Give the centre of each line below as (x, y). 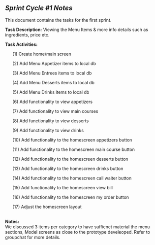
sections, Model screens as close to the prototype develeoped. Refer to (77, 232)
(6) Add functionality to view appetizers (52, 102)
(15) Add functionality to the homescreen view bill (62, 187)
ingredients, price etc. (27, 35)
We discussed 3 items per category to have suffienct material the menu (77, 227)
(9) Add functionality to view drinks (48, 130)
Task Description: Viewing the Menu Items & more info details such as (77, 30)
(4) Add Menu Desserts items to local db (53, 82)
